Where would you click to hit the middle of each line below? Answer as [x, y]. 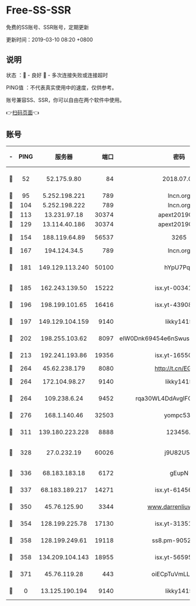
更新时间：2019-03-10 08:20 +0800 [50, 39]
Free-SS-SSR [38, 10]
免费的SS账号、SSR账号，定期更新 [48, 27]
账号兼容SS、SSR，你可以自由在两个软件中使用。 [65, 100]
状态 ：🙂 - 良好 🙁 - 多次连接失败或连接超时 [57, 75]
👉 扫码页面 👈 [23, 112]
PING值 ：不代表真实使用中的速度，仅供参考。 [62, 87]
